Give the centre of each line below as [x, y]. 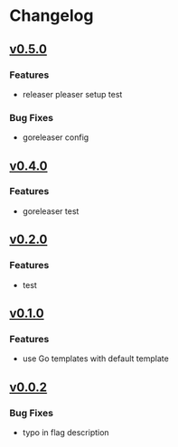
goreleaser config [56, 137]
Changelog [52, 16]
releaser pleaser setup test [72, 94]
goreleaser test [51, 211]
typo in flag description [66, 432]
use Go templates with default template [95, 359]
